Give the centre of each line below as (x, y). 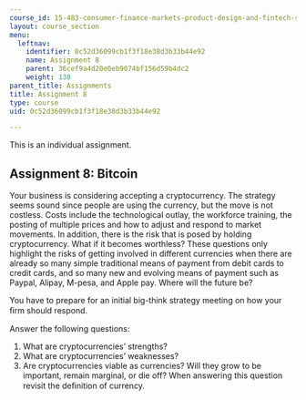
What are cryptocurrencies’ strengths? (95, 346)
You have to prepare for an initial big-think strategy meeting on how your (146, 301)
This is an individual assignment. (71, 145)
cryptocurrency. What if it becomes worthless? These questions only (139, 244)
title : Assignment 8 (49, 94)
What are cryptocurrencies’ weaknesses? (101, 356)
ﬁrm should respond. (49, 311)
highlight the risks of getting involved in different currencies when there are (151, 254)
